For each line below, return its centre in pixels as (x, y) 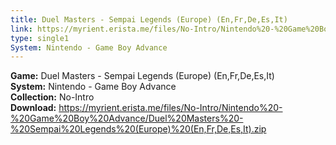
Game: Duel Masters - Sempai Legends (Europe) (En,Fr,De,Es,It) (142, 76)
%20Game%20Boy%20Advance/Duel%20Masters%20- (127, 118)
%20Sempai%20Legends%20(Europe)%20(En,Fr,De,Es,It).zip (138, 129)
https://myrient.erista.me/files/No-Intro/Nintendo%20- (170, 108)
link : (21, 29)
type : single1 (40, 38)
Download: (33, 108)
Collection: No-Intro (52, 97)
